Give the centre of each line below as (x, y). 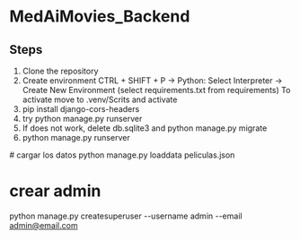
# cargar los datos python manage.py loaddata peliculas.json (122, 155)
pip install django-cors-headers (81, 109)
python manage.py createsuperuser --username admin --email (126, 216)
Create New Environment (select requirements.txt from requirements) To (156, 90)
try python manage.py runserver (82, 119)
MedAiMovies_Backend (100, 17)
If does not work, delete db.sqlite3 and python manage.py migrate (145, 128)
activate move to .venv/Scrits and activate (100, 99)
